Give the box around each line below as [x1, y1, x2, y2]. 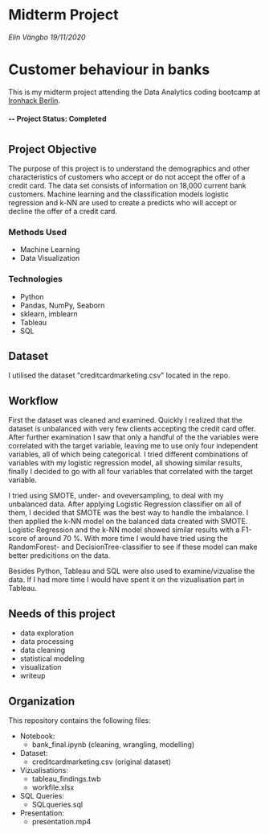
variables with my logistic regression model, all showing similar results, [8, 458, 243, 468]
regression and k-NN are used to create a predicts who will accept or [8, 198, 237, 208]
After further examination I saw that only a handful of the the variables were [8, 432, 259, 442]
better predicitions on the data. [8, 551, 111, 560]
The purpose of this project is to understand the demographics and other [8, 163, 251, 174]
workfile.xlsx [31, 782, 75, 792]
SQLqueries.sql [31, 799, 83, 809]
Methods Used [8, 227, 67, 237]
